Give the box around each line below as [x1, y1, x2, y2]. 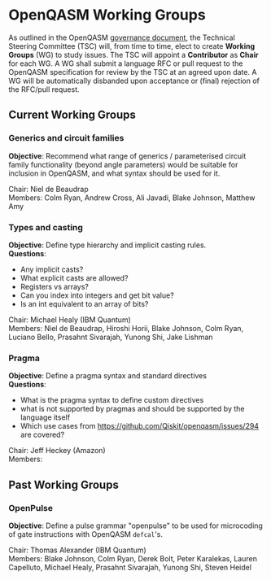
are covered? [20, 430, 65, 440]
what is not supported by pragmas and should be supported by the [20, 404, 245, 414]
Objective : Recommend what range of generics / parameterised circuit [8, 150, 247, 160]
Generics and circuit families [8, 133, 125, 144]
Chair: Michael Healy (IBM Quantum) [8, 315, 132, 325]
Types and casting [8, 221, 84, 233]
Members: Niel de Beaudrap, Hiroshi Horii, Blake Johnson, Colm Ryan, [8, 323, 244, 333]
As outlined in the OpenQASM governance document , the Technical [8, 33, 236, 42]
